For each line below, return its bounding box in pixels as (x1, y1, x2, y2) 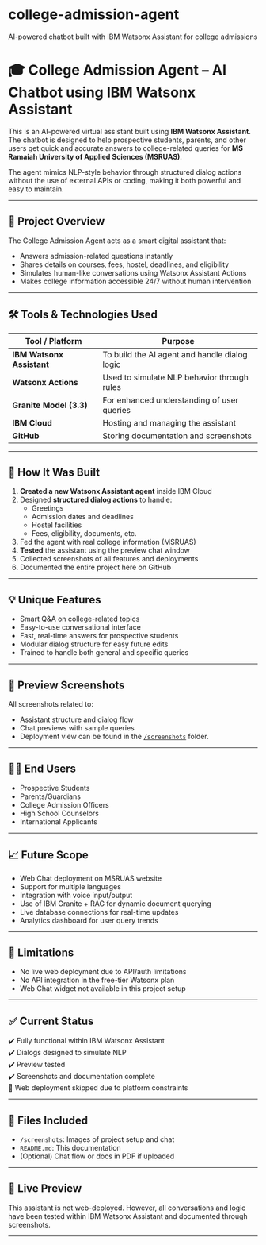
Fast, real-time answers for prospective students (19, 631, 179, 641)
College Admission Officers (19, 800, 109, 809)
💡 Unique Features (8, 593, 101, 607)
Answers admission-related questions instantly (19, 251, 173, 260)
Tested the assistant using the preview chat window (19, 545, 190, 555)
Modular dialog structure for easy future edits (19, 639, 169, 649)
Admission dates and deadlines (31, 512, 135, 522)
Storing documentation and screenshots (102, 430, 252, 441)
